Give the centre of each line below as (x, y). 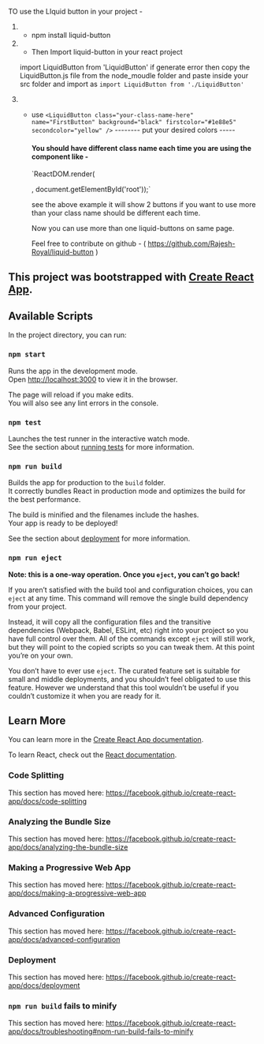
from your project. (37, 606)
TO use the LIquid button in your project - (76, 11)
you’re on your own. (41, 655)
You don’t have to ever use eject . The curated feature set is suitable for (124, 670)
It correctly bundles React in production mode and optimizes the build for (127, 491)
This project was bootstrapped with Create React (131, 277)
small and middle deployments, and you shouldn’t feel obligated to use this (129, 679)
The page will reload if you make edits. (71, 394)
